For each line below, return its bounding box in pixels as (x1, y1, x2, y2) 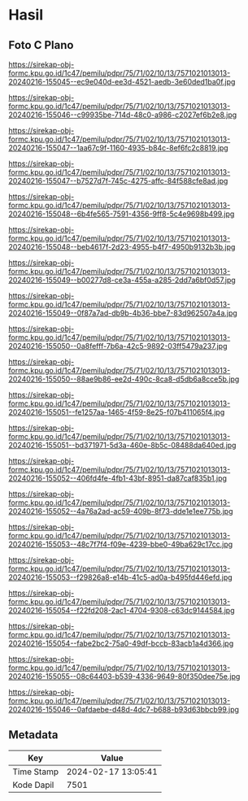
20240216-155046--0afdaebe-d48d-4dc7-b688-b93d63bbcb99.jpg (8, 705, 240, 714)
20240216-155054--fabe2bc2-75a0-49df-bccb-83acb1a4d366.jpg (8, 638, 234, 648)
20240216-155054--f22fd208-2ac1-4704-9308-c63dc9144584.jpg (8, 606, 235, 615)
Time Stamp (12, 766, 59, 777)
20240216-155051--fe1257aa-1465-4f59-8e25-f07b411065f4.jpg (8, 407, 225, 416)
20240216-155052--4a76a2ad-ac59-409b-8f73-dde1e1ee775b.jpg (8, 507, 233, 516)
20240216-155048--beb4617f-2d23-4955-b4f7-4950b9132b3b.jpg (8, 242, 236, 251)
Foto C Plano (8, 38, 74, 52)
